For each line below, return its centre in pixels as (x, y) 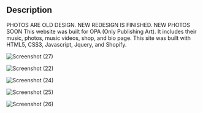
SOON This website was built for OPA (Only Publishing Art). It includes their (101, 31)
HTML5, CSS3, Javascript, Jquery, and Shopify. (67, 44)
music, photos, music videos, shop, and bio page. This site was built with (99, 38)
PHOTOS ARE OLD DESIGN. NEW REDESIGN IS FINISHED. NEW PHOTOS (98, 25)
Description (29, 10)
